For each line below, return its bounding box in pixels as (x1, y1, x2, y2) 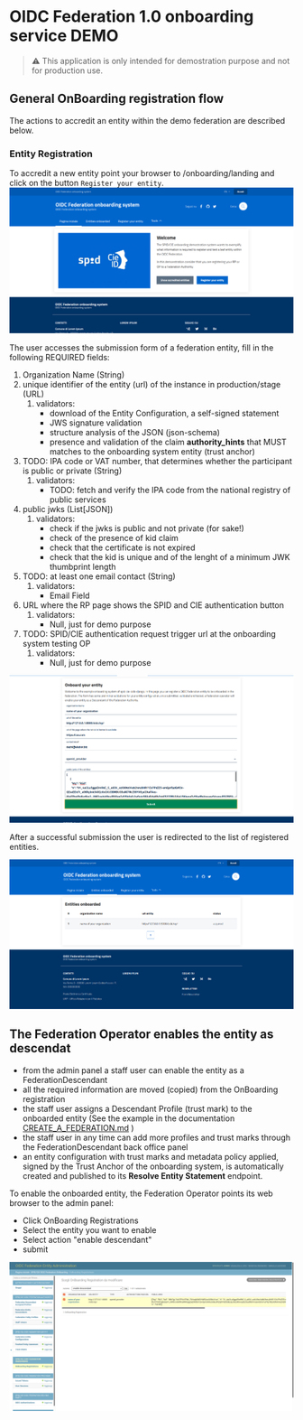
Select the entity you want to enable (22, 1224, 157, 1235)
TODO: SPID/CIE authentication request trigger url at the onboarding (22, 629, 277, 640)
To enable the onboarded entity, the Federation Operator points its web (9, 1188, 273, 1199)
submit (22, 1244, 49, 1255)
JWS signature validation (49, 417, 142, 428)
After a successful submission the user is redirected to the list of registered (9, 832, 289, 843)
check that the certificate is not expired (49, 542, 196, 553)
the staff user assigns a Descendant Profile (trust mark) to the (22, 1103, 252, 1114)
